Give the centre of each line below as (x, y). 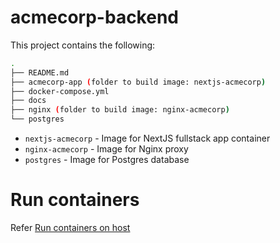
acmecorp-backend (94, 17)
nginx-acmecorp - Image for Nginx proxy (106, 149)
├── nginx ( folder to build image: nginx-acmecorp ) (120, 110)
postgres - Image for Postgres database (107, 160)
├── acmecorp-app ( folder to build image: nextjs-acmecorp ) (138, 82)
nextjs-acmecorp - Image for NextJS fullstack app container (147, 138)
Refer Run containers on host (70, 227)
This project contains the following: (83, 45)
